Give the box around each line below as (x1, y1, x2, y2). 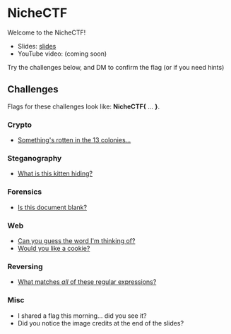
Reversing (7, 261, 44, 271)
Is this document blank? (17, 203, 87, 211)
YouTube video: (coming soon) (17, 49, 107, 58)
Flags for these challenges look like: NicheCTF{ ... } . (7, 102, 160, 111)
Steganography (7, 153, 62, 163)
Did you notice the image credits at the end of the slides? (17, 318, 184, 327)
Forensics (7, 187, 42, 197)
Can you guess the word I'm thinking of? (17, 236, 136, 245)
